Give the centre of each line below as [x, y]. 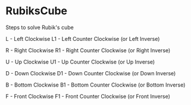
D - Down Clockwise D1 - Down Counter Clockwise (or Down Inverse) [91, 73]
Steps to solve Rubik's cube [40, 27]
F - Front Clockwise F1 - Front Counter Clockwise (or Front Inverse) [88, 96]
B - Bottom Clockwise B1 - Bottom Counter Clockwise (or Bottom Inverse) [95, 85]
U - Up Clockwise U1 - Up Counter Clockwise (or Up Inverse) [80, 62]
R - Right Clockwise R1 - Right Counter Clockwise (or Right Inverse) [88, 50]
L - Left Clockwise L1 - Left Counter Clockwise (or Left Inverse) [83, 39]
